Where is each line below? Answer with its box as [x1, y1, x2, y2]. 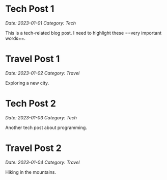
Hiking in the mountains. [5, 169, 57, 175]
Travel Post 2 [5, 142, 62, 153]
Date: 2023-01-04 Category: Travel [5, 159, 80, 165]
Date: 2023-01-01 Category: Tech [5, 20, 76, 26]
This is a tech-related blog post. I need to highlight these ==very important [5, 30, 162, 36]
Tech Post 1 [5, 3, 54, 15]
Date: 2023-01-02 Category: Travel [5, 70, 80, 76]
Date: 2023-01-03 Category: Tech [5, 114, 77, 120]
